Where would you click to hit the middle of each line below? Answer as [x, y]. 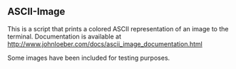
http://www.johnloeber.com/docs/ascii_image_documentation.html [105, 44]
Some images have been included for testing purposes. [89, 58]
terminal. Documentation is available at [64, 36]
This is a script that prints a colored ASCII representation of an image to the [118, 28]
